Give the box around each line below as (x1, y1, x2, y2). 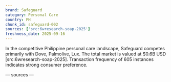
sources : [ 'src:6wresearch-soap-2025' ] (5, 27, 91, 32)
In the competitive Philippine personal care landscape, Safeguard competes (5, 46, 165, 51)
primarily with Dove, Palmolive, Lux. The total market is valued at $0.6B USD (5, 51, 166, 57)
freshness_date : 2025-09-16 (5, 31, 66, 36)
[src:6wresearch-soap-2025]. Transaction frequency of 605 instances (5, 56, 154, 62)
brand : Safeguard (5, 7, 42, 13)
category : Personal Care (5, 12, 58, 17)
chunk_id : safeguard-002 (5, 22, 58, 27)
